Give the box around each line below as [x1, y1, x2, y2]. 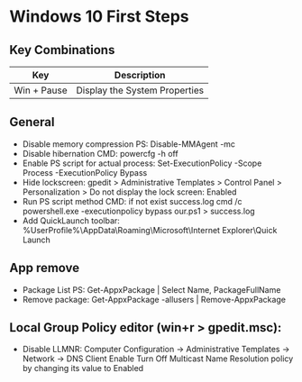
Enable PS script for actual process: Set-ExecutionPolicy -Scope [22, 158, 262, 168]
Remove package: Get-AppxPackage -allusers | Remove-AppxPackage [22, 294, 287, 305]
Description [114, 69, 166, 81]
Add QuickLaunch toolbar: [22, 214, 120, 226]
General [9, 114, 56, 130]
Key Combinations [9, 42, 115, 58]
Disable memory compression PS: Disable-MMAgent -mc [22, 138, 236, 150]
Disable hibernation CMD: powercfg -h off [22, 148, 178, 159]
